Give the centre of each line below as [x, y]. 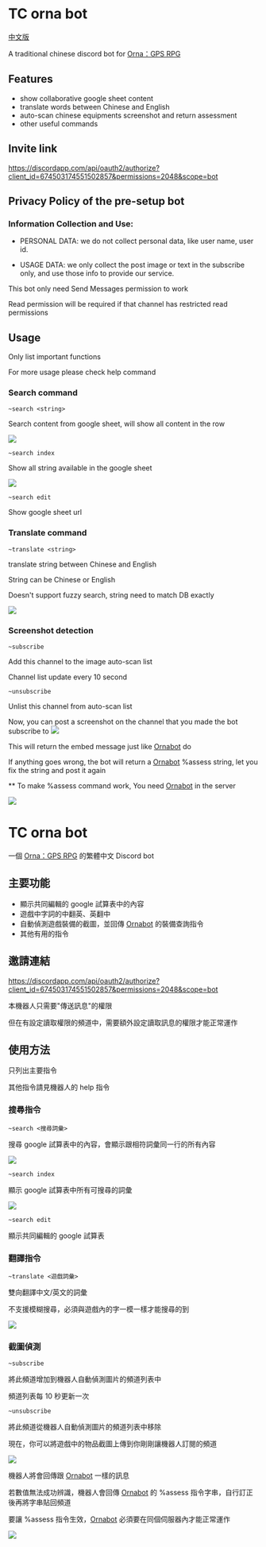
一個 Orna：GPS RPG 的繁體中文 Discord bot [81, 856]
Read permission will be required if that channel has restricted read [118, 304]
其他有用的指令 [44, 934]
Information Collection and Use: [71, 223]
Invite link [33, 149]
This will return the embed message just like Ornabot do [100, 746]
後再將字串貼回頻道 [40, 1503]
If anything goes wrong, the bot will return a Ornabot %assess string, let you [133, 762]
